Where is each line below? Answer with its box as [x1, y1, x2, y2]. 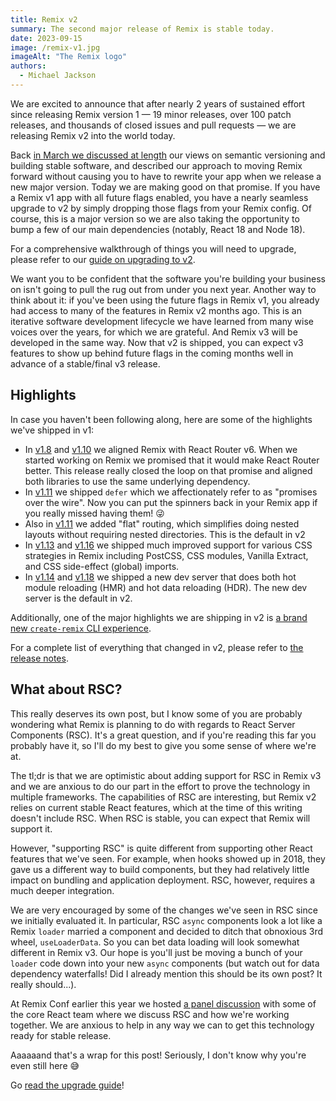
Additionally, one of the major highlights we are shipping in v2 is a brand [10, 611, 308, 623]
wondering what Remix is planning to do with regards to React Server [10, 718, 296, 730]
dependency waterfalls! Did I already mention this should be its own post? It [10, 967, 323, 980]
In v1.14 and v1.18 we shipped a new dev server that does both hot [24, 571, 297, 583]
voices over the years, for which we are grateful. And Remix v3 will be [10, 326, 298, 338]
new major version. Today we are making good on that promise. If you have [10, 181, 321, 193]
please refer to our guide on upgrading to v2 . [10, 253, 196, 265]
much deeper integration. [10, 884, 115, 896]
